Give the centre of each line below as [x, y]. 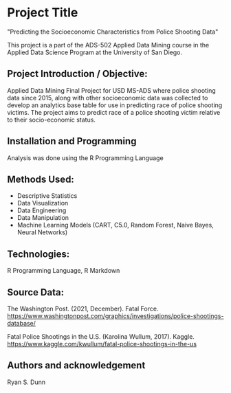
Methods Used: [41, 179]
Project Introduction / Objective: [77, 74]
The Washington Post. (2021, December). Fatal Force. [83, 308]
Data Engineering [42, 210]
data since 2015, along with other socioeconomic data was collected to [108, 98]
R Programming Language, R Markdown [64, 271]
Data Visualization [43, 203]
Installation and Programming [72, 141]
